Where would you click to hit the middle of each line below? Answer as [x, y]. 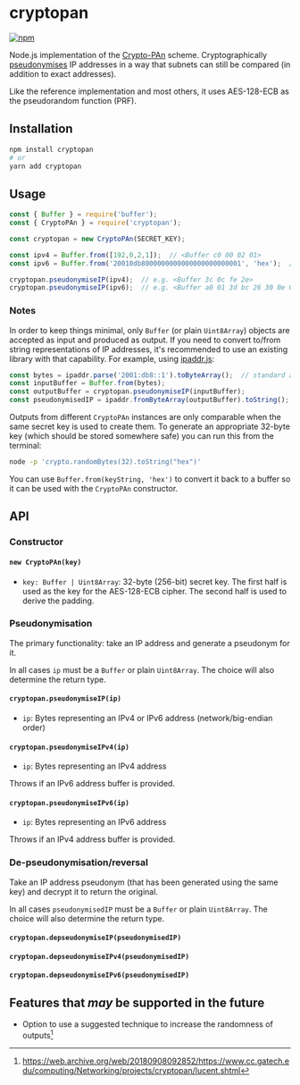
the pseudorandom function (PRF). [73, 100]
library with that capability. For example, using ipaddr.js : [112, 358]
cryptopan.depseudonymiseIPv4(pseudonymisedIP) [100, 956]
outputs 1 [37, 1035]
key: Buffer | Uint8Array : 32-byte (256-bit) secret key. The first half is [154, 581]
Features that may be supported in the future [137, 1002]
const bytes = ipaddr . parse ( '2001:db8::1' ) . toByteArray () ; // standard [147, 375]
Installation [41, 129]
